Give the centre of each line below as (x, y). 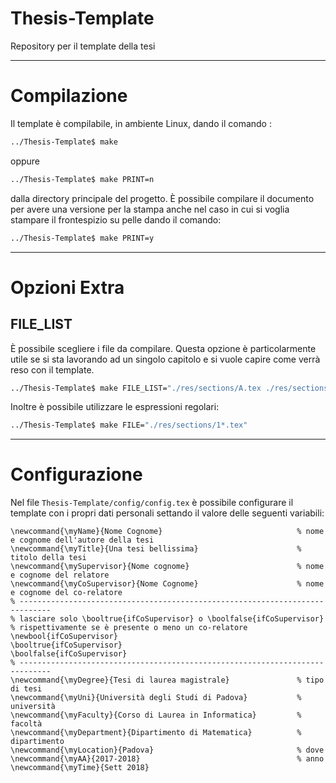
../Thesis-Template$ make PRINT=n (82, 179)
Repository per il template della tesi (83, 46)
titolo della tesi (48, 558)
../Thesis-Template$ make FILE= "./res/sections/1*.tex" (129, 425)
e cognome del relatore (60, 575)
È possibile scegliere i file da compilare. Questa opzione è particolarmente (163, 348)
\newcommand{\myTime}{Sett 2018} (80, 768)
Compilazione (69, 96)
